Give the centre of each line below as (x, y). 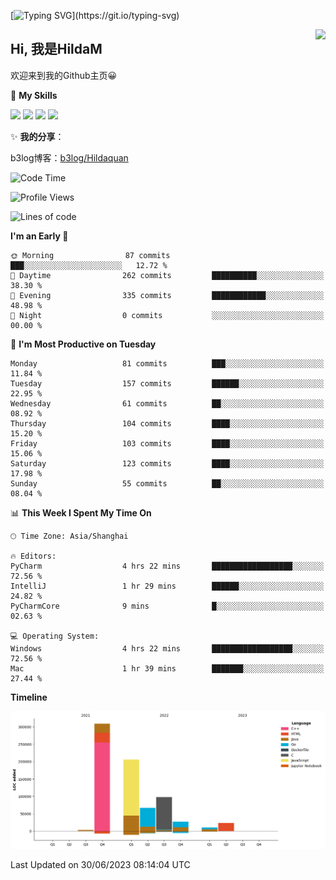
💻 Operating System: (55, 636)
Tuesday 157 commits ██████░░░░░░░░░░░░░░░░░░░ (167, 383)
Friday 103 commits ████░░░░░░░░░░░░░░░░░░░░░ (167, 443)
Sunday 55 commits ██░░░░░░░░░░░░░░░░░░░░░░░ (167, 483)
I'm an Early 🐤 (39, 236)
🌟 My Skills (34, 95)
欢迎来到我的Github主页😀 (64, 75)
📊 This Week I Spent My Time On (81, 512)
